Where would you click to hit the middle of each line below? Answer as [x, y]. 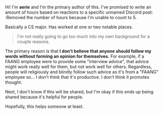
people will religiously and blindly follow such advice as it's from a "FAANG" [82, 72]
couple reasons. [33, 42]
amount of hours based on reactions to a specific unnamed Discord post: [79, 12]
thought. [14, 82]
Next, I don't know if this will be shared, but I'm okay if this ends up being [79, 92]
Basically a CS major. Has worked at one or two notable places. [69, 27]
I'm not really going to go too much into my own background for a [83, 36]
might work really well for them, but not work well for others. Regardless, [79, 67]
